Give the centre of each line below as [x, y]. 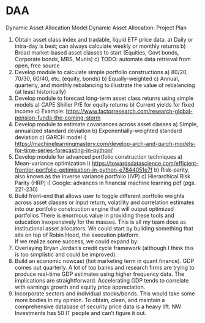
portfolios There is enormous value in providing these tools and [95, 215]
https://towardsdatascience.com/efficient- [145, 163]
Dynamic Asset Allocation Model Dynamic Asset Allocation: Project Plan [96, 28]
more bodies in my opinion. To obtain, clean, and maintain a [90, 300]
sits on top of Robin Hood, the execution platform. [77, 235]
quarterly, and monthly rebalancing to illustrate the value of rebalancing [105, 85]
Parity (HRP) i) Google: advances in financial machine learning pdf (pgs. [105, 183]
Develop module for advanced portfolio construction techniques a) [99, 156]
